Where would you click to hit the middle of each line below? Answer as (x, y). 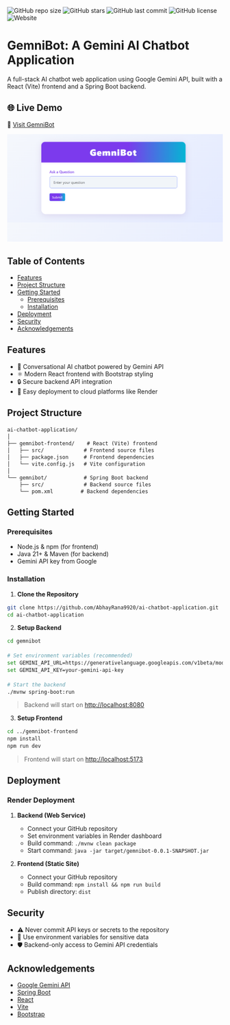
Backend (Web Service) (51, 815)
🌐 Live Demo (35, 108)
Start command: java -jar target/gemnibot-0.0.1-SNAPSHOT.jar (118, 850)
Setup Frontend (40, 718)
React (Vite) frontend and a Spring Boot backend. (77, 86)
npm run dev (24, 746)
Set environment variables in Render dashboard (94, 836)
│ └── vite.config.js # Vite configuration (76, 464)
